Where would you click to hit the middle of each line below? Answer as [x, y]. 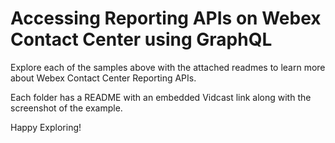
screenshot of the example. [66, 108]
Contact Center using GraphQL [141, 39]
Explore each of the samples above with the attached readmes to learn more [168, 67]
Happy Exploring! [46, 127]
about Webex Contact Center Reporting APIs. [103, 78]
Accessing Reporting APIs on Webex [166, 18]
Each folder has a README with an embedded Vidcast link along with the [161, 97]
